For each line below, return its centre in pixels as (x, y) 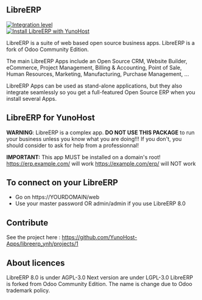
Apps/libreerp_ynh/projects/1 (42, 244)
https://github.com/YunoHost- (99, 237)
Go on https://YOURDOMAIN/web (57, 197)
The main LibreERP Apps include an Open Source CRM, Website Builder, (97, 61)
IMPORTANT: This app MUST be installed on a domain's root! (84, 157)
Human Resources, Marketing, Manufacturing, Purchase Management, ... (98, 74)
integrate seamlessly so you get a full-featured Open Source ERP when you (101, 92)
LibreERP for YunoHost (51, 118)
